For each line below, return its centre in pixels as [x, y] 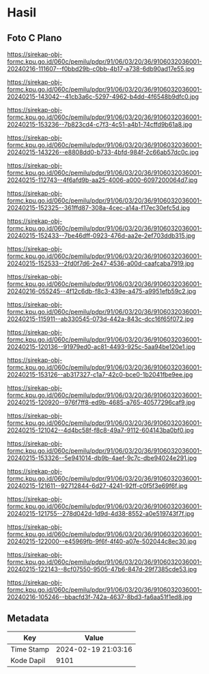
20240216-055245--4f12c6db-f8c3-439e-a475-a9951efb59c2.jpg [102, 291]
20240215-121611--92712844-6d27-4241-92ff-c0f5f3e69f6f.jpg [97, 486]
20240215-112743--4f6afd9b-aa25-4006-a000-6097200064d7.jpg [102, 180]
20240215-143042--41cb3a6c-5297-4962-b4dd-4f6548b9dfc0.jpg [103, 96]
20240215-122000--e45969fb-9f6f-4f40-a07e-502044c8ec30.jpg [102, 541]
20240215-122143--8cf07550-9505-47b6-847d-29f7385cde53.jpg [102, 569]
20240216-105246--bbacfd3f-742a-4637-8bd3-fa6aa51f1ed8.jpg [100, 597]
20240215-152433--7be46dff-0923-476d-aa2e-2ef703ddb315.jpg [101, 235]
